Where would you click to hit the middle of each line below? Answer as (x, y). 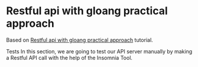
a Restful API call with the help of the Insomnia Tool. (69, 58)
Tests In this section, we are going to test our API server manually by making (99, 51)
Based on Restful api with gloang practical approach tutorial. (80, 40)
